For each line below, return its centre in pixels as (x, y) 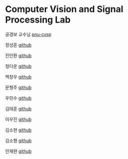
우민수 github (18, 98)
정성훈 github (18, 45)
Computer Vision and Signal (64, 9)
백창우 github (18, 76)
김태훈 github (18, 108)
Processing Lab (38, 20)
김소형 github (18, 140)
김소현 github (18, 130)
